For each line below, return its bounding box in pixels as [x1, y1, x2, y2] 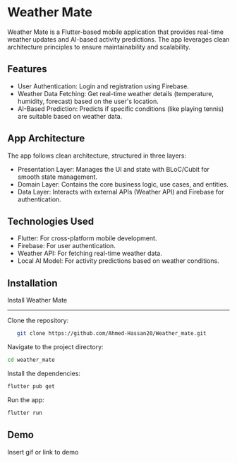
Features [7, 63, 47, 75]
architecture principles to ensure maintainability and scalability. [7, 42, 191, 51]
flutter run [7, 409, 42, 416]
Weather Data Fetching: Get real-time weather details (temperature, [17, 89, 214, 98]
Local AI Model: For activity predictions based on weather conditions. [17, 257, 220, 265]
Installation [7, 277, 58, 289]
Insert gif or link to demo [7, 447, 79, 456]
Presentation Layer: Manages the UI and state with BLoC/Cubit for [17, 165, 210, 173]
